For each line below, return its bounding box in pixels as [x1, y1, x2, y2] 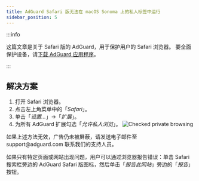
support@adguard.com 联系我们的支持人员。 [6, 141, 118, 148]
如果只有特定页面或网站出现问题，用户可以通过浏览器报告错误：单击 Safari [6, 154, 190, 161]
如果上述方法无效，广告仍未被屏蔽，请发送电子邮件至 [6, 133, 137, 140]
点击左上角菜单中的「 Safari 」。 [14, 106, 91, 113]
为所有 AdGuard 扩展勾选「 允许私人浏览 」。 [14, 121, 121, 128]
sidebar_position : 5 [6, 14, 58, 20]
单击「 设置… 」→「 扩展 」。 [14, 113, 80, 120]
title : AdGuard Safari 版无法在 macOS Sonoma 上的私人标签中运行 [6, 8, 161, 15]
